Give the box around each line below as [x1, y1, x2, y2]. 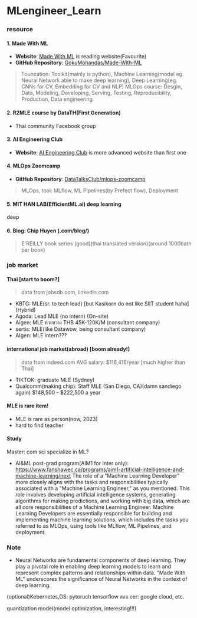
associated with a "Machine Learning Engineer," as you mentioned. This [15, 485, 191, 492]
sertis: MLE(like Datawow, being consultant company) [15, 326, 146, 333]
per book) [21, 246, 45, 254]
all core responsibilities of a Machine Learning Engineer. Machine [15, 504, 174, 511]
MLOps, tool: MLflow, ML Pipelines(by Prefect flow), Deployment [21, 187, 179, 194]
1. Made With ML [6, 40, 48, 47]
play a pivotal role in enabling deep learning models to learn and [15, 563, 172, 570]
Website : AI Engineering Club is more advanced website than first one [15, 149, 186, 156]
